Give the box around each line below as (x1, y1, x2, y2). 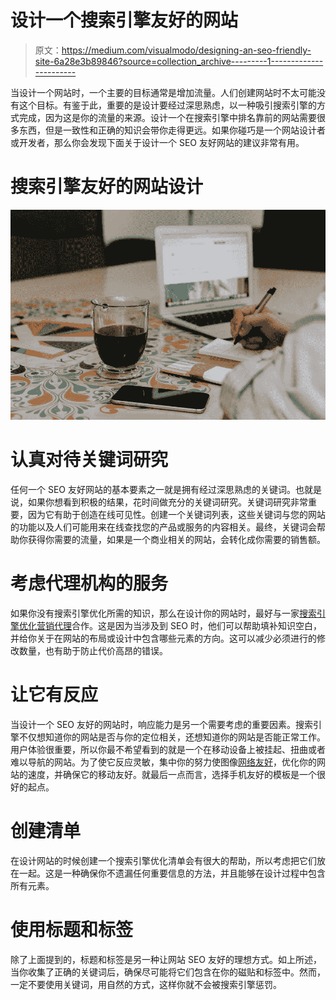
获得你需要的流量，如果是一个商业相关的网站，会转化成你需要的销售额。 (27, 533, 326, 545)
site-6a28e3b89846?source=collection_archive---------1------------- (34, 55, 324, 67)
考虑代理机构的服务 (10, 572, 169, 595)
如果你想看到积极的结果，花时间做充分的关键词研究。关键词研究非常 (27, 496, 308, 508)
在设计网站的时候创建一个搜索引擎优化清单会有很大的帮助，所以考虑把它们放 (10, 854, 326, 866)
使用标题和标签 (10, 918, 134, 941)
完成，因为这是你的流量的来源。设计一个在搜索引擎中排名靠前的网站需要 (18, 111, 317, 123)
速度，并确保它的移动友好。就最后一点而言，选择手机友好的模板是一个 (27, 768, 317, 780)
